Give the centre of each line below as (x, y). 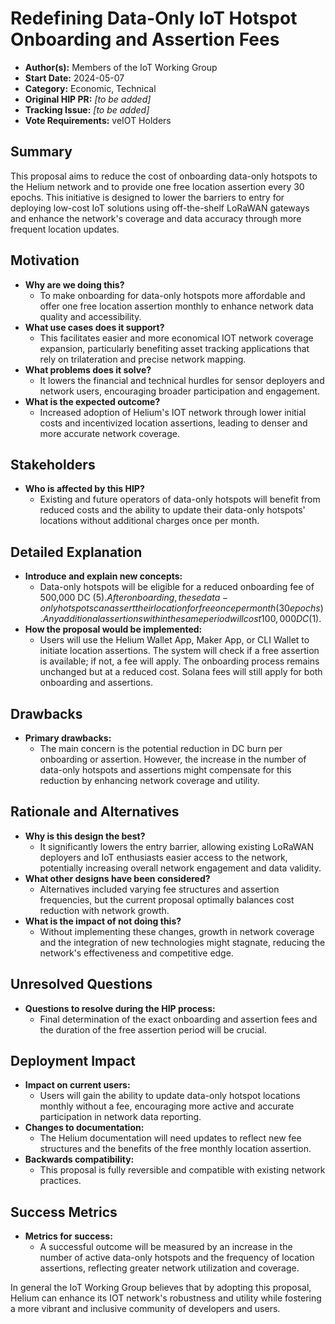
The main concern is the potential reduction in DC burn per (161, 748)
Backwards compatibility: (79, 1159)
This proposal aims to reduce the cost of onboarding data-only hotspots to (164, 176)
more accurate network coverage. (109, 433)
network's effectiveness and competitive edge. (136, 953)
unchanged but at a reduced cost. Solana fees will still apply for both (181, 672)
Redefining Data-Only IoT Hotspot (154, 18)
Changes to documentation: (84, 1128)
